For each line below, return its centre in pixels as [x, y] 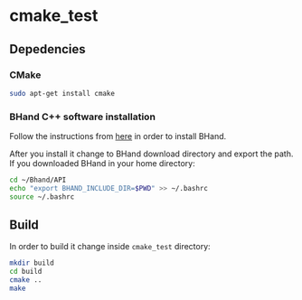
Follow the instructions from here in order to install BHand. [118, 136]
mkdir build [32, 263]
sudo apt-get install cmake [62, 93]
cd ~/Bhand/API [38, 180]
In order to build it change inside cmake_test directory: [110, 247]
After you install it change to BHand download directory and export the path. [151, 154]
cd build [26, 272]
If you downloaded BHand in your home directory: [103, 164]
